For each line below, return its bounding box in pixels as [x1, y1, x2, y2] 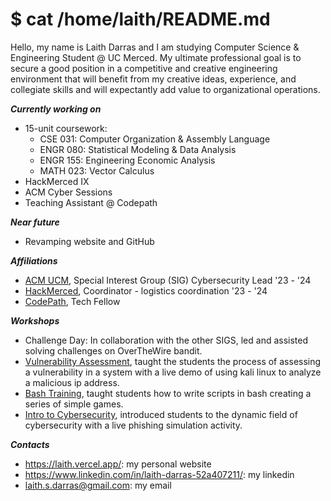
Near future [10, 216, 60, 228]
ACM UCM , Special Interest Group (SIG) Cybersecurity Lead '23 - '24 [24, 274, 312, 286]
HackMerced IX [24, 175, 90, 187]
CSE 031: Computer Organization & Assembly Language [39, 133, 271, 145]
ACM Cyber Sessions [24, 186, 113, 198]
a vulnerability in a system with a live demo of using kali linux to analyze [24, 366, 322, 378]
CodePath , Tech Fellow [24, 295, 121, 307]
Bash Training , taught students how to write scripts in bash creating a [24, 387, 312, 399]
